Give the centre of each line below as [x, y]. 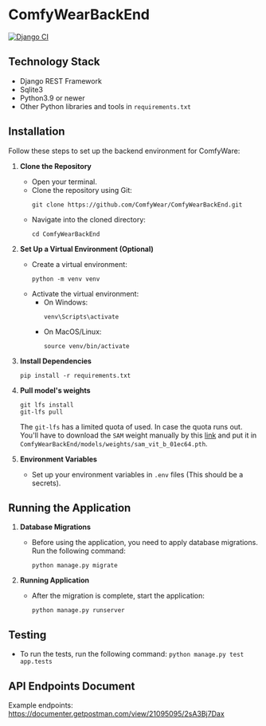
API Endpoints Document [72, 686]
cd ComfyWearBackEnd [66, 234]
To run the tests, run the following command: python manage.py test [132, 654]
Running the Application [70, 508]
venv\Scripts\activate [81, 316]
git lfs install [47, 405]
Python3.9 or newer [52, 98]
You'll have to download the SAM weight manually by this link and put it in [138, 435]
